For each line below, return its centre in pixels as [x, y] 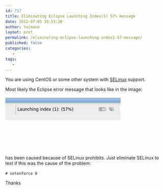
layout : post [19, 32]
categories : [18, 48]
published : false [24, 43]
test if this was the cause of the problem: [48, 164]
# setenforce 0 [21, 174]
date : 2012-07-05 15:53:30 [34, 21]
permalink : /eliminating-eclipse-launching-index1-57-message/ [74, 38]
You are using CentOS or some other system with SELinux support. [76, 79]
